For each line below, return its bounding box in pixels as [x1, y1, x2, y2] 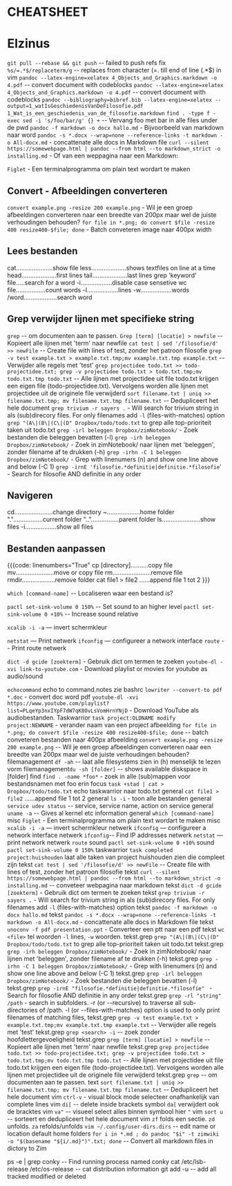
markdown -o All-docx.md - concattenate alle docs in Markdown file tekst [7, 918, 214, 926]
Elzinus [7, 36, 50, 52]
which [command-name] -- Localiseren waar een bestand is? [7, 589, 174, 598]
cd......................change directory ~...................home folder [7, 508, 175, 516]
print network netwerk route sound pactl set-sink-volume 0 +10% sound [7, 838, 215, 847]
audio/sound [7, 672, 43, 681]
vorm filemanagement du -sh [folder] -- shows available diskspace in [7, 765, 208, 773]
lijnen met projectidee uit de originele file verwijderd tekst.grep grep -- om [7, 1071, 217, 1079]
